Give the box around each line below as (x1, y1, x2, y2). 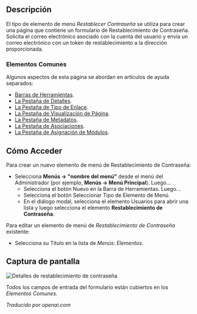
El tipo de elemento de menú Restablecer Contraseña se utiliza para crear (6, 20, 185, 27)
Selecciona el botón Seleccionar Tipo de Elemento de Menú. (23, 191, 170, 199)
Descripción (6, 5, 52, 15)
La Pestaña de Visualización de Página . (14, 110, 110, 117)
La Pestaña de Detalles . (14, 97, 72, 105)
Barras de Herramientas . (14, 91, 75, 98)
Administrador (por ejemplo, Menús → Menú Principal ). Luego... (14, 179, 171, 186)
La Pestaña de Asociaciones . (14, 123, 85, 130)
